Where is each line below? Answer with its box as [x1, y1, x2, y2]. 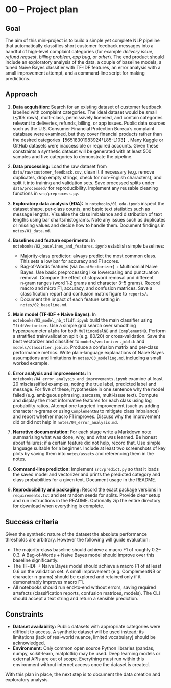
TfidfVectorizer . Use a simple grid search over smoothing [12, 322, 136, 328]
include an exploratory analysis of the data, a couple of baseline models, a [5, 59, 162, 65]
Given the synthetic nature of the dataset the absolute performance [5, 531, 147, 537]
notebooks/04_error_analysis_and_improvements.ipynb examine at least [12, 375, 163, 381]
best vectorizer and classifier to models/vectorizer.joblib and [12, 338, 144, 345]
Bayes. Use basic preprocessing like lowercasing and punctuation [20, 269, 159, 275]
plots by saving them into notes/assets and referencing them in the [12, 450, 154, 456]
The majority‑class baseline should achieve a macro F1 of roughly [12, 546, 151, 552]
